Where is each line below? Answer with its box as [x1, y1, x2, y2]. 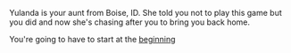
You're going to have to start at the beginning [9, 34, 176, 44]
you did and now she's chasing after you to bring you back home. [9, 17, 251, 27]
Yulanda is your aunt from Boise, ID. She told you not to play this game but [9, 8, 283, 18]
